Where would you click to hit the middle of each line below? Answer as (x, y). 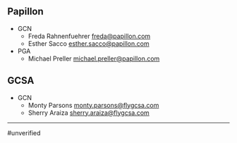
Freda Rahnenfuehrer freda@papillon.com (89, 36)
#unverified (24, 132)
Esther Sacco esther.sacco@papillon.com (89, 43)
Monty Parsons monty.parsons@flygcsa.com (93, 105)
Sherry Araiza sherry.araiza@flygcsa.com (89, 113)
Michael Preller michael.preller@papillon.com (94, 58)
